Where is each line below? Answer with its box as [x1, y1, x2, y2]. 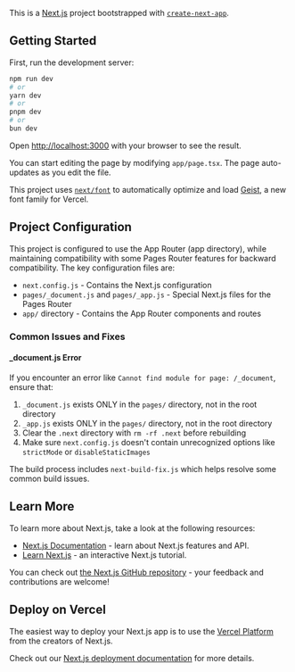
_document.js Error [9, 353, 82, 363]
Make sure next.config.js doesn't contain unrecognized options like [21, 436, 275, 447]
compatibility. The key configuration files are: [9, 262, 176, 273]
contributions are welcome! [9, 576, 110, 587]
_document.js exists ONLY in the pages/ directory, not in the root [21, 399, 258, 410]
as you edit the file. [41, 167, 111, 178]
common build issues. [9, 473, 90, 484]
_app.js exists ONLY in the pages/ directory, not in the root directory [21, 418, 273, 428]
